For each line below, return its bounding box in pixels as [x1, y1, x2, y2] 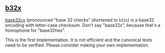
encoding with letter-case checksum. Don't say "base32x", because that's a [5, 22, 161, 28]
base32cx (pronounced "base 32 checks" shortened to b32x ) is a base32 [5, 17, 155, 23]
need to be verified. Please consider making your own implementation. [5, 42, 150, 48]
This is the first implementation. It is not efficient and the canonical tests [5, 37, 153, 43]
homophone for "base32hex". [5, 27, 66, 33]
